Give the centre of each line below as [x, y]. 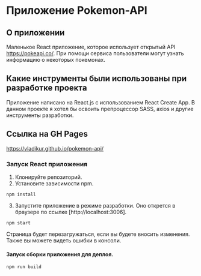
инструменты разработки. [40, 115]
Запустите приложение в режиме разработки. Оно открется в [95, 205]
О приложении [36, 33]
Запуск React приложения [47, 164]
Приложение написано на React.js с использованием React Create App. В [101, 102]
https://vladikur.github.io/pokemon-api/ [55, 148]
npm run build [24, 267]
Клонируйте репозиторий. [48, 177]
